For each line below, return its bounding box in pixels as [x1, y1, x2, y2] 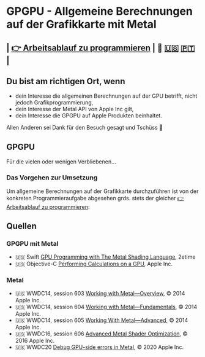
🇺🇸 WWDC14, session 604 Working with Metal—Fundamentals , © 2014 [15, 303, 198, 311]
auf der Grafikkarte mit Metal [6, 17, 157, 31]
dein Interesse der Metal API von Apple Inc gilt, [15, 106, 134, 113]
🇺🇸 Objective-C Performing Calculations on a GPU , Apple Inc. [15, 260, 173, 268]
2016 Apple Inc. [15, 337, 55, 345]
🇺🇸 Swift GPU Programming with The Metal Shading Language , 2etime [15, 253, 196, 261]
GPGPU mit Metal [6, 239, 59, 248]
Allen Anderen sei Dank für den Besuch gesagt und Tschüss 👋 [6, 124, 163, 131]
